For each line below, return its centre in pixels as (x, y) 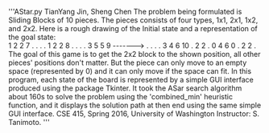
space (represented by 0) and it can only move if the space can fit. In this (130, 71)
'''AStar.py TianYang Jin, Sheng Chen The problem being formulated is (125, 12)
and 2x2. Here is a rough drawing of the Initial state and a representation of (133, 28)
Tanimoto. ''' (29, 122)
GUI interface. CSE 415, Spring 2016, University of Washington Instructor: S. (134, 114)
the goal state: (32, 37)
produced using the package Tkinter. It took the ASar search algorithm (125, 88)
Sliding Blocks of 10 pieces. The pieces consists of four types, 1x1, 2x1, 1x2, (133, 20)
